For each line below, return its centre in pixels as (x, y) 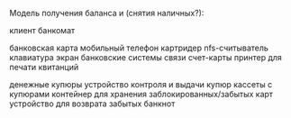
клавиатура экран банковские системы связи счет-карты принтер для (145, 57)
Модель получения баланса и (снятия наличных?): (107, 13)
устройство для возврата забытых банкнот (92, 104)
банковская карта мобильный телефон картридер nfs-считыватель (139, 48)
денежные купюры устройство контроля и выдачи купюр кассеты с (141, 84)
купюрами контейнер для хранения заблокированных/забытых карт (141, 94)
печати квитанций (44, 67)
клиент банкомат (42, 30)
